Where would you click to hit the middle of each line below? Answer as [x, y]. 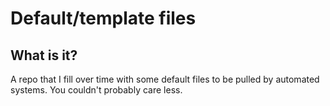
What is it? [44, 55]
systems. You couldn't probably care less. [96, 90]
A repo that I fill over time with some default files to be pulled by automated [165, 79]
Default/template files [103, 18]
